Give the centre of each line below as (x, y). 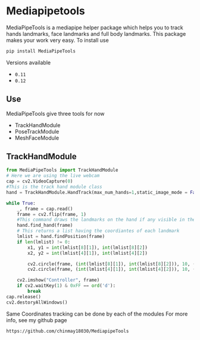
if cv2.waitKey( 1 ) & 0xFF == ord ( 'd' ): (66, 286)
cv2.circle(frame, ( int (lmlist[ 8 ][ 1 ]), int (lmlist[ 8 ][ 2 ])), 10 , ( (112, 264)
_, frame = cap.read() (45, 209)
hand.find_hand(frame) (45, 225)
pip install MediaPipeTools (41, 51)
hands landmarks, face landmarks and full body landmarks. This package (96, 33)
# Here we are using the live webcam (53, 176)
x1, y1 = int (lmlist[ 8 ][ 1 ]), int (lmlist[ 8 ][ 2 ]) (87, 248)
